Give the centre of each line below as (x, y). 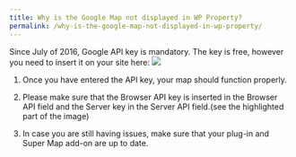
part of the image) (56, 116)
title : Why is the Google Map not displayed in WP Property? (126, 17)
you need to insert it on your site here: (80, 62)
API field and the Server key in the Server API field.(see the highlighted (153, 106)
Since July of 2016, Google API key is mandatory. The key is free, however (147, 51)
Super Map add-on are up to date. (85, 143)
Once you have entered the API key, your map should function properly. (154, 79)
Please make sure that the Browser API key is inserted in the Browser (150, 97)
